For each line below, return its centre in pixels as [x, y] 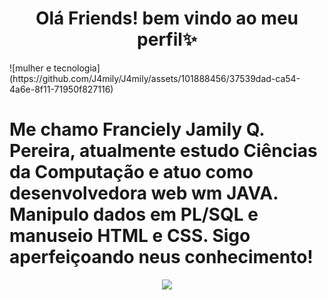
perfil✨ [167, 39]
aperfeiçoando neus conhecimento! [161, 257]
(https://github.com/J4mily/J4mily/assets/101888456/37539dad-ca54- [155, 78]
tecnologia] [77, 68]
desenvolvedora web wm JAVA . [144, 193]
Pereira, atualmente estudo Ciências [163, 151]
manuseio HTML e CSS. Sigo [130, 236]
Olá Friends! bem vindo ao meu [167, 18]
